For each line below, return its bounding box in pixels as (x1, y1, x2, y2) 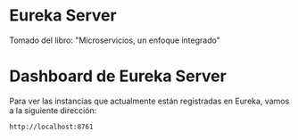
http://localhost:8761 (9, 122, 94, 131)
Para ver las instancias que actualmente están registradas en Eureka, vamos (9, 95, 290, 106)
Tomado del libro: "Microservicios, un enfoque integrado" (9, 35, 220, 45)
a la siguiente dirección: (9, 104, 97, 116)
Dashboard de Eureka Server (9, 66, 228, 86)
